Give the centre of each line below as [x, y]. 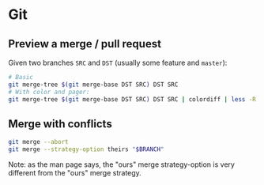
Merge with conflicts [60, 124]
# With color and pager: [49, 92]
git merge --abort [38, 142]
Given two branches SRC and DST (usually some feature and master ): [118, 62]
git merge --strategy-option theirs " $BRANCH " [86, 149]
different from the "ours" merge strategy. [75, 173]
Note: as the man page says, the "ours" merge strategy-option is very [122, 164]
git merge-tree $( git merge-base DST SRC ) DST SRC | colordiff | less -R [132, 99]
